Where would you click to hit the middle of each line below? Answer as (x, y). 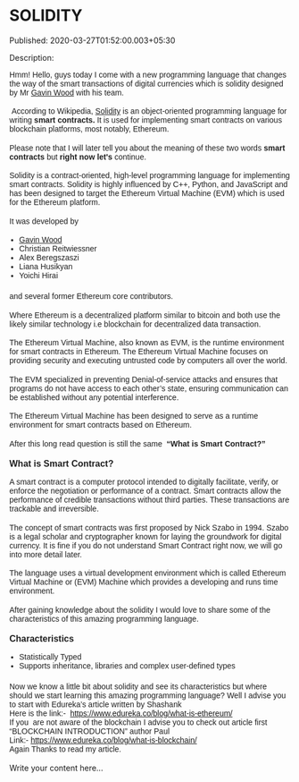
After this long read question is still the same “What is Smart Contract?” (137, 443)
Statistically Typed (50, 657)
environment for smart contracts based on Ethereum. (100, 425)
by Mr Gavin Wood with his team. (67, 92)
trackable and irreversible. (54, 509)
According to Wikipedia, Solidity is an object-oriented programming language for (149, 111)
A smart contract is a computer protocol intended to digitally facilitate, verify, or (144, 482)
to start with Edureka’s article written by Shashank (96, 704)
